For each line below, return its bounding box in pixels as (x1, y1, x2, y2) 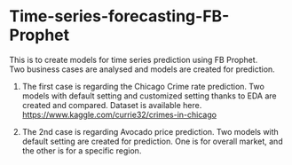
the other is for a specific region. (21, 145, 142, 156)
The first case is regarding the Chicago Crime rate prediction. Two (21, 81, 264, 91)
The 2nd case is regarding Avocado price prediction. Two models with (21, 126, 280, 137)
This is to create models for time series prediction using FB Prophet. (9, 54, 258, 65)
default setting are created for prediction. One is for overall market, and (21, 136, 283, 146)
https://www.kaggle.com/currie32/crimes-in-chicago (21, 109, 217, 120)
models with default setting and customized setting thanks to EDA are (21, 90, 277, 101)
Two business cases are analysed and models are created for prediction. (9, 64, 275, 75)
